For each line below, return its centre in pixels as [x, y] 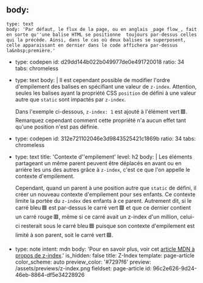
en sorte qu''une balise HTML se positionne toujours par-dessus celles [102, 35]
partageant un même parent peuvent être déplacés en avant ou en [98, 163]
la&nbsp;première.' [31, 50]
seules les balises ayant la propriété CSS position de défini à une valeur [105, 93]
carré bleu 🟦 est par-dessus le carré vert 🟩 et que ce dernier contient [103, 207]
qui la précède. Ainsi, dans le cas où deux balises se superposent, [96, 40]
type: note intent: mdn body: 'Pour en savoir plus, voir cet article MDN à [105, 249]
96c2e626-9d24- [175, 268]
